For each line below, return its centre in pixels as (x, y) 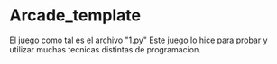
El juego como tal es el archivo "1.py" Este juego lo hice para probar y (138, 40)
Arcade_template (75, 16)
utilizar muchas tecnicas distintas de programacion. (105, 49)
